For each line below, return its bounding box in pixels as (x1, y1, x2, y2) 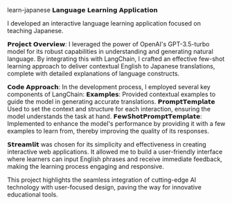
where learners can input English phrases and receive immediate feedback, (7, 155, 223, 163)
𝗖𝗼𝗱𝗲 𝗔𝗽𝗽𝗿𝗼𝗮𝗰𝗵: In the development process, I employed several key (7, 83, 211, 91)
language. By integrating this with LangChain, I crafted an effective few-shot (7, 55, 225, 63)
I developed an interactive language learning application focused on (7, 19, 202, 27)
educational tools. (7, 190, 58, 198)
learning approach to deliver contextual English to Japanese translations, (7, 62, 215, 70)
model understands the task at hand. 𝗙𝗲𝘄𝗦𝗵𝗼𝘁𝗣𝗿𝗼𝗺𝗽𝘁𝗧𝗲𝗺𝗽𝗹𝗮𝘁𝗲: (7, 112, 202, 120)
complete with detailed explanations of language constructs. (7, 69, 180, 77)
